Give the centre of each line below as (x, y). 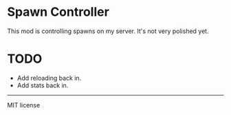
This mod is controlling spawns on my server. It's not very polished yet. (108, 31)
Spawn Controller (58, 12)
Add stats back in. (43, 85)
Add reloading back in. (49, 78)
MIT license (24, 105)
